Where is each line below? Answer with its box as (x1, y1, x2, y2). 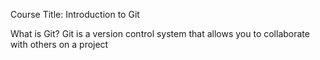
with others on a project (10, 39, 109, 50)
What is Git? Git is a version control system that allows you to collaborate (10, 28, 310, 39)
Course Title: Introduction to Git (10, 9, 140, 20)
